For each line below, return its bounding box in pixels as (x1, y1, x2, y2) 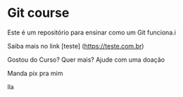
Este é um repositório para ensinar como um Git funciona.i (7, 28, 176, 37)
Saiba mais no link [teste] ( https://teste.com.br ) (7, 41, 144, 50)
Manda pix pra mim (7, 69, 63, 77)
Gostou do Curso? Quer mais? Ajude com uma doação (7, 55, 165, 64)
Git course (7, 5, 70, 21)
